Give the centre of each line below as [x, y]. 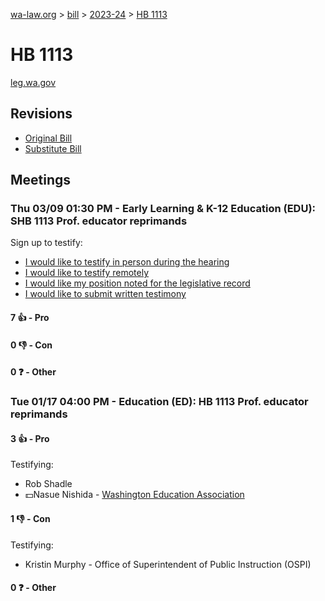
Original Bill [48, 138]
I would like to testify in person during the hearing [127, 262]
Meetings [41, 180]
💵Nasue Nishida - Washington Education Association [134, 495]
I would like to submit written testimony [105, 294]
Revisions [41, 114]
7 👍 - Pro [30, 318]
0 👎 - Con [31, 345]
